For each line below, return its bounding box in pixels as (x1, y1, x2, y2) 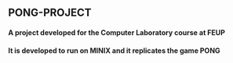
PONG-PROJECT (8, 6, 92, 19)
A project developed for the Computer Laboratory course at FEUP (8, 27, 226, 37)
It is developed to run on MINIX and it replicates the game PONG (8, 46, 221, 55)
